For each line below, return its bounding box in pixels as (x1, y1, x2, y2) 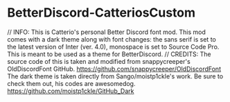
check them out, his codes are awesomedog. (7, 79, 136, 87)
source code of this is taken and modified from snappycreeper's (7, 57, 191, 65)
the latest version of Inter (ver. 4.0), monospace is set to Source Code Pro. (7, 42, 220, 51)
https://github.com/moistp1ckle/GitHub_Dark (7, 87, 134, 95)
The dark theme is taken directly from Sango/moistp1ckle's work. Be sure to (7, 71, 224, 80)
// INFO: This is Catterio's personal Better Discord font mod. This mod (7, 28, 206, 36)
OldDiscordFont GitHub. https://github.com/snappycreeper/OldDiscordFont (7, 65, 222, 73)
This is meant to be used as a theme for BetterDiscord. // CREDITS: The (7, 50, 211, 58)
